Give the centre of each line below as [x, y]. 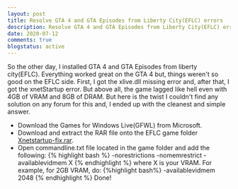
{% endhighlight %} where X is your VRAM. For [143, 163]
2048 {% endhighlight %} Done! [64, 178]
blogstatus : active [36, 47]
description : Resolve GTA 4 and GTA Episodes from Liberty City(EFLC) [114, 27]
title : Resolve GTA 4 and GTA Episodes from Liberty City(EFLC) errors [115, 20]
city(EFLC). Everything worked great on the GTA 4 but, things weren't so [113, 74]
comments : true [30, 40]
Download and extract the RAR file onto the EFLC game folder [108, 133]
